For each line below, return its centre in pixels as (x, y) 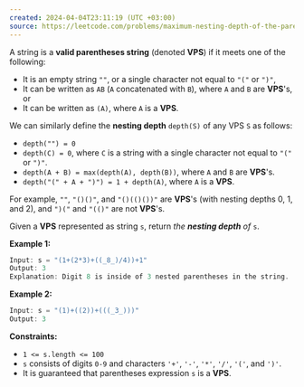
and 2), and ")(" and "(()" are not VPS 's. (87, 208)
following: (28, 61)
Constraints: (33, 336)
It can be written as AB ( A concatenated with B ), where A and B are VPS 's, (157, 89)
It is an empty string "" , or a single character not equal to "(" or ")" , (149, 79)
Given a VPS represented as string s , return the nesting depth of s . (134, 226)
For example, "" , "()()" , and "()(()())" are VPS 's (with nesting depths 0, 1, (151, 199)
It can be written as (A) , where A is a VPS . (100, 108)
